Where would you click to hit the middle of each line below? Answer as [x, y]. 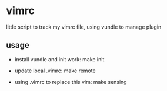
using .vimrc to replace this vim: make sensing [71, 82]
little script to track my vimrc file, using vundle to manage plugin [84, 27]
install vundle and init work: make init [59, 59]
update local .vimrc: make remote [55, 71]
